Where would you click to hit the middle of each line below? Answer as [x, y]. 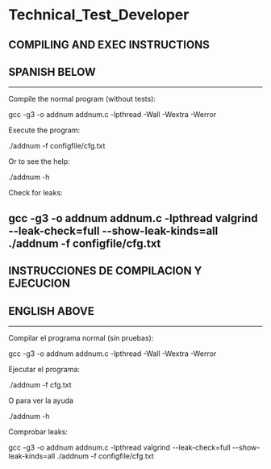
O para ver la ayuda [41, 400]
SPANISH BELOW [52, 71]
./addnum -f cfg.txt [40, 384]
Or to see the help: [39, 161]
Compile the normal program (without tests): [82, 99]
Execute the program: [44, 130]
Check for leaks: [35, 193]
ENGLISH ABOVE [52, 311]
